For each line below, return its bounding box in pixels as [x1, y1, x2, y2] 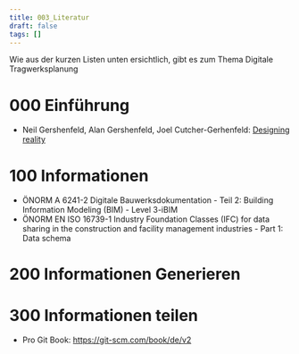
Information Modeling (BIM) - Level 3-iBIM [21, 205, 179, 215]
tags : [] [9, 29, 42, 38]
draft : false [9, 21, 58, 30]
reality [21, 134, 46, 145]
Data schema [21, 233, 71, 244]
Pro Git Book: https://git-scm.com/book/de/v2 [21, 334, 192, 345]
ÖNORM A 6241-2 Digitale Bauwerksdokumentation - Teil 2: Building [21, 195, 274, 206]
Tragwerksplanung [9, 63, 79, 74]
